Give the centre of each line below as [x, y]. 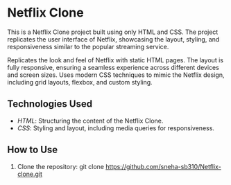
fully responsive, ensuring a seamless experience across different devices [113, 67]
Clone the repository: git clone [60, 166]
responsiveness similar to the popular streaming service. [88, 46]
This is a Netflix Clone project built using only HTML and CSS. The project [113, 32]
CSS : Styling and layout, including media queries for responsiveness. [116, 128]
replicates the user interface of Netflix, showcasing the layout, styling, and [113, 39]
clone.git [30, 174]
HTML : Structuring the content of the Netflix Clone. [90, 121]
